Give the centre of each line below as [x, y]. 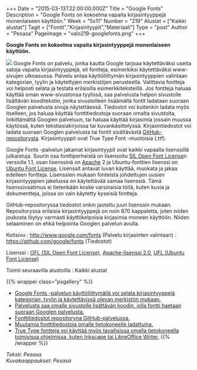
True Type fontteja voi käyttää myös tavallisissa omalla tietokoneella [97, 331]
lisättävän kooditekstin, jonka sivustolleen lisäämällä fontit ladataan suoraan [98, 101]
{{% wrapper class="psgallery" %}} [49, 281]
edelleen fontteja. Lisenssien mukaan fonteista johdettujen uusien [85, 175]
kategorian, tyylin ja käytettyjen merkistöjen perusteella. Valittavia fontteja [96, 82]
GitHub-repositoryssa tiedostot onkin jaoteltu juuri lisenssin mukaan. [89, 205]
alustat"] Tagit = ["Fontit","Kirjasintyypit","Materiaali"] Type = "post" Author [97, 27]
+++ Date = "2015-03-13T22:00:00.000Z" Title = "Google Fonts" [85, 9]
